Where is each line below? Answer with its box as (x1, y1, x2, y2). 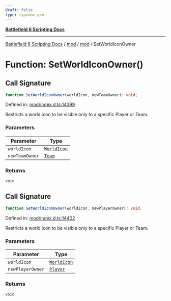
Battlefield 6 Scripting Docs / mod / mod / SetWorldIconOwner (5, 41, 136, 47)
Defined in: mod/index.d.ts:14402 (5, 215, 75, 221)
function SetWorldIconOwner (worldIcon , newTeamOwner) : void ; (5, 92, 138, 97)
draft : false (5, 7, 33, 13)
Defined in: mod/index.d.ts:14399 (5, 101, 75, 107)
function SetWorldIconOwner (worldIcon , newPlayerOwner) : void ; (5, 206, 142, 211)
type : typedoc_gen (5, 12, 44, 17)
